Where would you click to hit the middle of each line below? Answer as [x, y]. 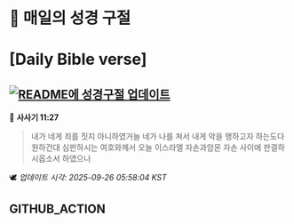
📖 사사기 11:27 [34, 117]
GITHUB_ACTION [58, 208]
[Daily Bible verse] [78, 60]
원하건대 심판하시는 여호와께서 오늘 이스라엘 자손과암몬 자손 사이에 [146, 148]
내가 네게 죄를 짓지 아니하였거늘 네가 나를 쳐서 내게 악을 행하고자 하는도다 [158, 136]
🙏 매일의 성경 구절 [70, 18]
